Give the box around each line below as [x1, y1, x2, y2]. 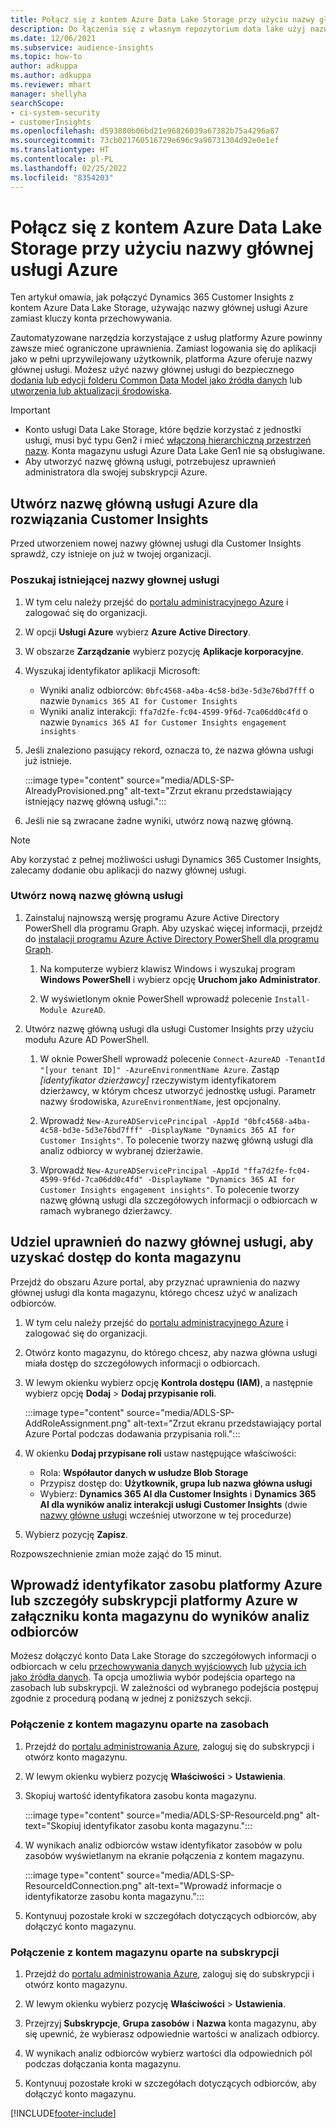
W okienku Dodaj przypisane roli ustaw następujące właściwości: [24, 1447, 297, 1459]
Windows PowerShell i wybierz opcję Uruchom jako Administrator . [39, 973, 321, 985]
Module [39, 1005, 68, 1015]
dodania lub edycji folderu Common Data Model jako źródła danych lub [10, 374, 303, 386]
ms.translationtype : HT [10, 145, 110, 155]
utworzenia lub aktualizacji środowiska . [10, 385, 172, 397]
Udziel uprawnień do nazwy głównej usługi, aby [10, 1234, 314, 1251]
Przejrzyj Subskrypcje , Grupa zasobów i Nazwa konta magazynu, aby [24, 2017, 317, 2030]
